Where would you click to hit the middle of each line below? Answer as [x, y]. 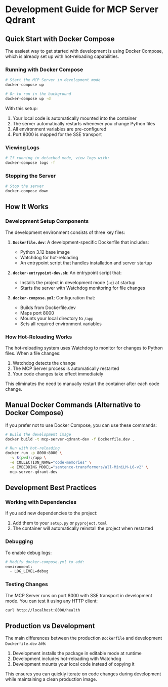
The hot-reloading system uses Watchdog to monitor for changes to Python [84, 348]
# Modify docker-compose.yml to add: [45, 562]
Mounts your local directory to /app [57, 318]
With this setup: [22, 108]
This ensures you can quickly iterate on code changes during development [83, 674]
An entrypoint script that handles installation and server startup [86, 263]
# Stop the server [25, 186]
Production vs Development [50, 626]
